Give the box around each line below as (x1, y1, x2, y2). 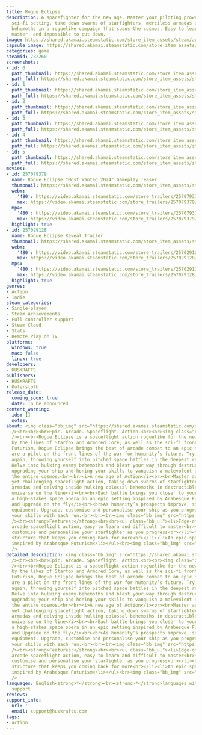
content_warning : (6, 406, 50, 412)
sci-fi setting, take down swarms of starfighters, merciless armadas (11, 20, 192, 26)
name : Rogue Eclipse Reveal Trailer (11, 232, 103, 238)
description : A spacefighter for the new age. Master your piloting (6, 14, 182, 20)
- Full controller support (6, 317, 74, 323)
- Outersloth (6, 383, 39, 390)
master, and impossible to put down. (11, 31, 106, 37)
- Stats (6, 327, 26, 334)
